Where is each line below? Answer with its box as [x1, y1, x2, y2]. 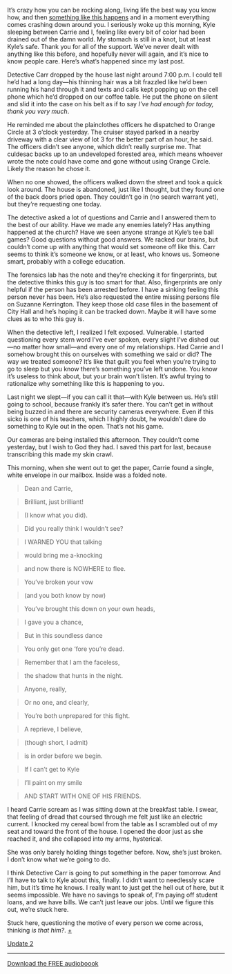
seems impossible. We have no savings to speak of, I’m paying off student [7, 890, 218, 899]
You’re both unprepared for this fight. [23, 712, 130, 720]
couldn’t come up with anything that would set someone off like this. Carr [7, 243, 216, 251]
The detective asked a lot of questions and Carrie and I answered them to [7, 213, 216, 222]
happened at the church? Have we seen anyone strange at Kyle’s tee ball [7, 228, 214, 236]
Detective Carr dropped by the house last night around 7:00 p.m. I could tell [7, 70, 222, 79]
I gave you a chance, [23, 618, 84, 626]
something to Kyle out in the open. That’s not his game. [7, 422, 164, 430]
